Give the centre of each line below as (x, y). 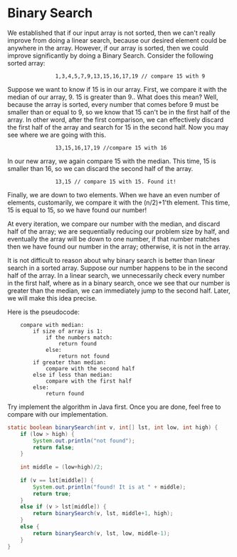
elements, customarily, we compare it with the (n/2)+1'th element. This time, (118, 202)
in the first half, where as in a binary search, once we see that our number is (119, 283)
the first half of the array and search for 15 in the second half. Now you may (118, 127)
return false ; (54, 447)
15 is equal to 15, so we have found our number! (77, 210)
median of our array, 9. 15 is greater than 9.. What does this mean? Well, (113, 97)
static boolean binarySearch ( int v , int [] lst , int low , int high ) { (113, 427)
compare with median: (52, 325)
